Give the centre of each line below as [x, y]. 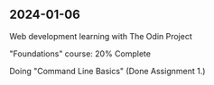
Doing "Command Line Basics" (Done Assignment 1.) [107, 71]
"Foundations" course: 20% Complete [80, 54]
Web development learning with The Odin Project [101, 36]
